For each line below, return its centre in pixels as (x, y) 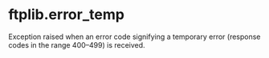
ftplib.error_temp (66, 15)
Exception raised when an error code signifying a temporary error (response (134, 37)
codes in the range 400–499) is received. (77, 44)
